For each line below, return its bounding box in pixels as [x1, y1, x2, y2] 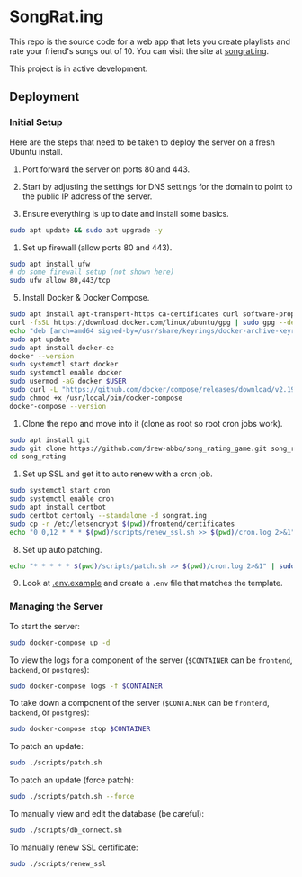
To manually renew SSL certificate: [9, 842, 138, 853]
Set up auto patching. [22, 544, 102, 555]
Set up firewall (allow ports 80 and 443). [22, 241, 173, 253]
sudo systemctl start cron [9, 486, 111, 495]
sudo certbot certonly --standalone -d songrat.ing [9, 511, 207, 520]
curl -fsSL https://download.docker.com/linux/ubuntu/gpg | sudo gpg [9, 318, 276, 327]
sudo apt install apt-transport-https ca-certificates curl [9, 310, 240, 319]
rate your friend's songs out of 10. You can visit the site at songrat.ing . [9, 45, 270, 56]
